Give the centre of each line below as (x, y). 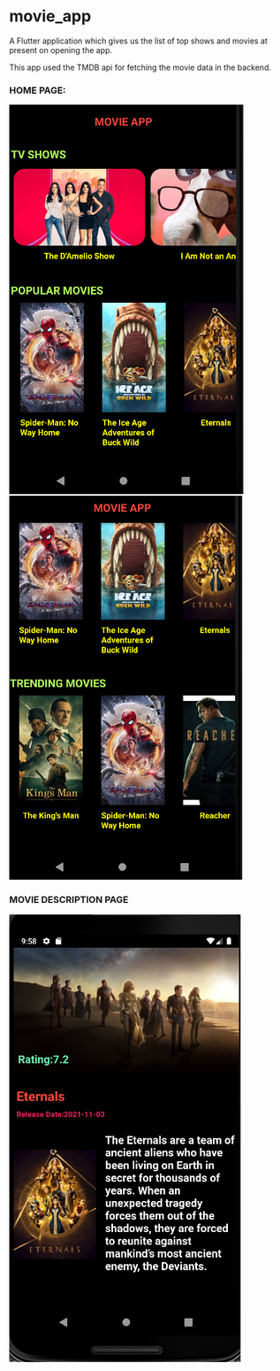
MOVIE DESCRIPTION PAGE (69, 900)
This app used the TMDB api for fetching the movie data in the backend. (140, 67)
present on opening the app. (61, 50)
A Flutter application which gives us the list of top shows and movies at (138, 41)
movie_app (50, 16)
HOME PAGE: (38, 90)
